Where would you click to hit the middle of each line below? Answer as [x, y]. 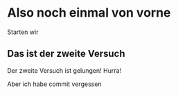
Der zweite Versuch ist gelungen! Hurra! [64, 70]
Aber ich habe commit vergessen [54, 84]
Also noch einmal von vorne [89, 13]
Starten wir [23, 32]
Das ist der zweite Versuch [66, 54]
